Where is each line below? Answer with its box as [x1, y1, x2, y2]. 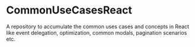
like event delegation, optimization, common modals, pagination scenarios [6, 29, 187, 36]
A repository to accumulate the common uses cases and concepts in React [6, 23, 190, 30]
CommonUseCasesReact [6, 4, 132, 17]
